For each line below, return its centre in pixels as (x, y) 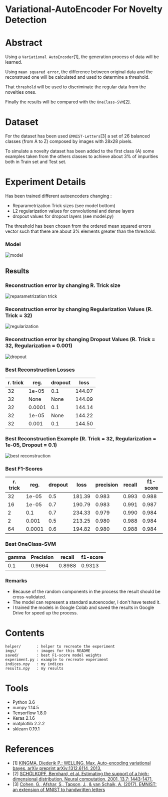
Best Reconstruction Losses (40, 370)
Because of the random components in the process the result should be (86, 592)
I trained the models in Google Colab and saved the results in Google (83, 607)
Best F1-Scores (24, 469)
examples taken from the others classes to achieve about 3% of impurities (82, 156)
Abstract (24, 43)
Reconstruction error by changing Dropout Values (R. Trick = (80, 340)
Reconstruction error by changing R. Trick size (63, 285)
